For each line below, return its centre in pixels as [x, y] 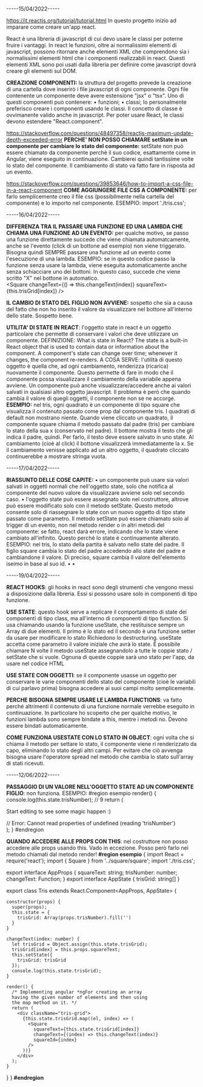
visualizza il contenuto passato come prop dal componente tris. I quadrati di [101, 411]
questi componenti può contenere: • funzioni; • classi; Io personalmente [96, 102]
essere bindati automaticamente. [47, 726]
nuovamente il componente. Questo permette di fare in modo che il [90, 372]
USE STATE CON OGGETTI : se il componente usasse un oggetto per [92, 675]
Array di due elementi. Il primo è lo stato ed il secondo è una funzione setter [101, 631]
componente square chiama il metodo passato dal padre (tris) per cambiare [101, 424]
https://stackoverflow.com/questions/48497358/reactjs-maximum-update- [100, 133]
